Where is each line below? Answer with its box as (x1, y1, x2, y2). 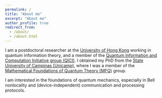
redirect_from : (5, 25, 36, 30)
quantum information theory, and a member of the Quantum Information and (5, 52, 158, 58)
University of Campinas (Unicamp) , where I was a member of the (5, 62, 135, 68)
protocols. (5, 87, 26, 93)
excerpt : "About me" (5, 16, 47, 21)
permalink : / (5, 7, 32, 12)
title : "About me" (5, 12, 42, 16)
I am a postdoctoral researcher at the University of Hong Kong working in (5, 47, 151, 53)
